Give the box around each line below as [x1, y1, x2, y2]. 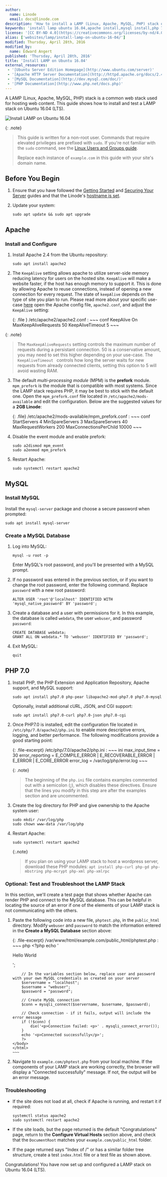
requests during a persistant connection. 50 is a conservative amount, [17, 347, 161, 353]
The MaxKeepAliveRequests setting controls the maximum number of [17, 341, 156, 347]
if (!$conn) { [21, 1019, 51, 1025]
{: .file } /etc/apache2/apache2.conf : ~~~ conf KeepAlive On [12, 317, 138, 323]
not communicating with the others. [5, 907, 78, 913]
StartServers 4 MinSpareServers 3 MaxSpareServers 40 [12, 419, 128, 425]
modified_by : [5, 44, 32, 49]
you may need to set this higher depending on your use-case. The [17, 352, 153, 358]
